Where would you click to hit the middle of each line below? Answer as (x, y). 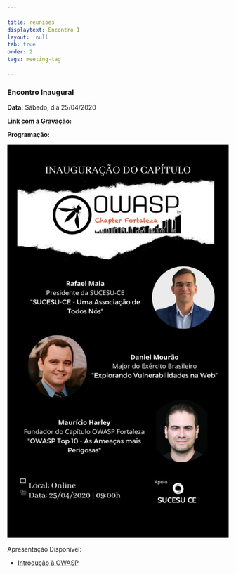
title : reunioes (31, 22)
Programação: (29, 135)
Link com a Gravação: (40, 121)
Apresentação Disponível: (45, 549)
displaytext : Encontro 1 (44, 30)
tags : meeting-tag (34, 60)
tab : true (22, 45)
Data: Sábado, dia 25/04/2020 (52, 107)
